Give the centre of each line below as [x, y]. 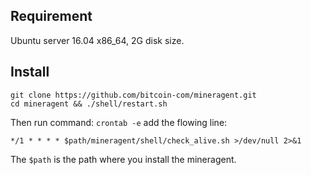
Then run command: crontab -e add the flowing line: [119, 122]
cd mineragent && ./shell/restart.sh [89, 104]
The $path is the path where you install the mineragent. [123, 159]
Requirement [51, 16]
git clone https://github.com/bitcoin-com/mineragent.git [133, 95]
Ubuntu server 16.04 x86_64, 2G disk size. [97, 40]
